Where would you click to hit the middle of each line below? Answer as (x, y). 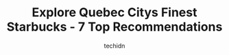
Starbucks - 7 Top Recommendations (114, 27)
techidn (114, 45)
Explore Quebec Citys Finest (114, 13)
